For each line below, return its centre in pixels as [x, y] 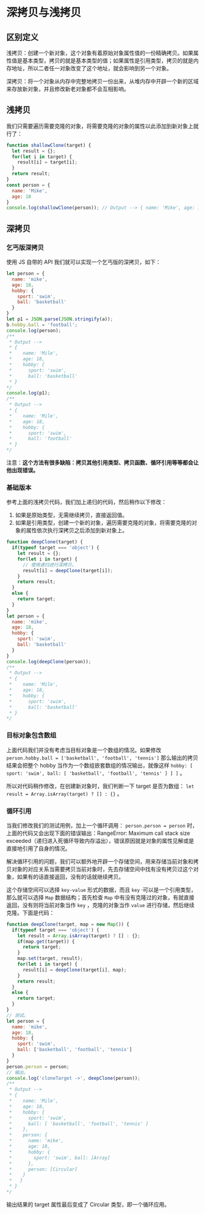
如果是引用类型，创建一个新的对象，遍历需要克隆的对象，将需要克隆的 [103, 523]
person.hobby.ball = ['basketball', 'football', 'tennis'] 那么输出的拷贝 [102, 758]
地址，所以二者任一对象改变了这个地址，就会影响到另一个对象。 [92, 68]
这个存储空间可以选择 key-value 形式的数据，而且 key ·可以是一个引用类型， [101, 889]
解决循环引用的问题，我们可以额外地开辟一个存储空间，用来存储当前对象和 [100, 861]
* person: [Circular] [43, 1169]
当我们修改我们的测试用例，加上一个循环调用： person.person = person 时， [102, 825]
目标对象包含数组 [31, 736]
